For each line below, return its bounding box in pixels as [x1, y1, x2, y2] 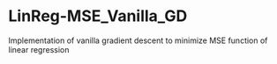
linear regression [8, 44, 70, 54]
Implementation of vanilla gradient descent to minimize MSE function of [8, 35, 268, 46]
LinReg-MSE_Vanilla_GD [8, 6, 188, 26]
